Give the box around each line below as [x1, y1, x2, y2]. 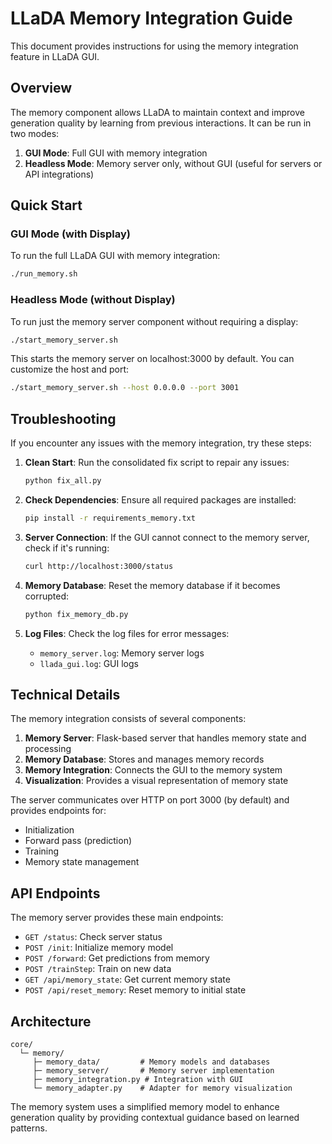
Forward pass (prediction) [24, 835, 133, 847]
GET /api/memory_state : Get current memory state [24, 973, 231, 986]
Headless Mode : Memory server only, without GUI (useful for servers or [24, 157, 323, 169]
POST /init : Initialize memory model [24, 942, 174, 954]
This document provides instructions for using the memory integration [10, 40, 299, 52]
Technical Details [10, 687, 121, 704]
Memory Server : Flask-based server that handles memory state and [24, 732, 307, 744]
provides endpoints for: [10, 805, 107, 817]
